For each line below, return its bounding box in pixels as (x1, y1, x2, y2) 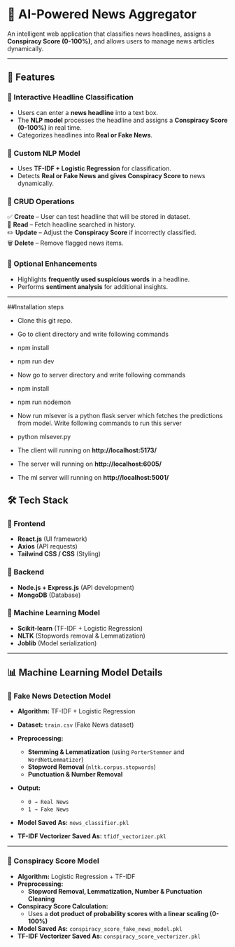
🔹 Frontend (7, 518, 45, 528)
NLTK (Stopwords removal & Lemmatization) (17, 631, 145, 640)
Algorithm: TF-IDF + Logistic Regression (17, 707, 136, 716)
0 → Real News (27, 799, 69, 806)
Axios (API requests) (17, 542, 78, 551)
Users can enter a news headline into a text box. (17, 108, 159, 116)
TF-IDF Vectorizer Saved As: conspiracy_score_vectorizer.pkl (17, 932, 201, 940)
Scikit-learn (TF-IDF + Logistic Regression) (17, 624, 143, 632)
